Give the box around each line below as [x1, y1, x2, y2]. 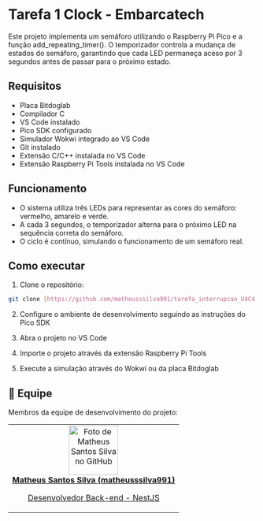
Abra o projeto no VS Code [19, 333, 108, 343]
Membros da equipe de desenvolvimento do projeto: [8, 407, 179, 417]
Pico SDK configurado [19, 125, 92, 135]
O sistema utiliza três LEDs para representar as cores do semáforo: [19, 203, 238, 212]
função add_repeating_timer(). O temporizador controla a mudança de [8, 39, 236, 49]
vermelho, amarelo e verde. [19, 211, 109, 221]
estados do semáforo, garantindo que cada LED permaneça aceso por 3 [8, 48, 243, 58]
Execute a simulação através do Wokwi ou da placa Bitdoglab [19, 364, 219, 374]
